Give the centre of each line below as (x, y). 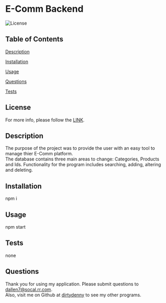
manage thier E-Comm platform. (39, 154)
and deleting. (19, 170)
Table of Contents (34, 39)
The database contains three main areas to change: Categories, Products (82, 159)
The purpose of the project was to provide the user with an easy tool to (80, 148)
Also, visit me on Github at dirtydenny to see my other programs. (73, 295)
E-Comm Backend (44, 9)
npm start (16, 227)
